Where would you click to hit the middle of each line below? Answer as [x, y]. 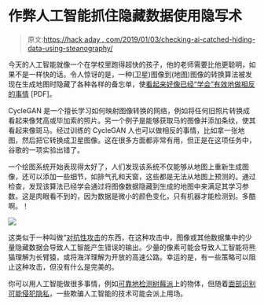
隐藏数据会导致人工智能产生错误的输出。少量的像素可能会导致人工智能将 [132, 247]
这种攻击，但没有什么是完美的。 [66, 266]
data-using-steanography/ [70, 48]
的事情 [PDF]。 [32, 94]
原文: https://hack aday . [66, 39]
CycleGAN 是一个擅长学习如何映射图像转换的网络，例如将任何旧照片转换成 [129, 110]
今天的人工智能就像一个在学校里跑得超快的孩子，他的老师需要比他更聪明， [128, 64]
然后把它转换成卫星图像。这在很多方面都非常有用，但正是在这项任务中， [139, 140]
